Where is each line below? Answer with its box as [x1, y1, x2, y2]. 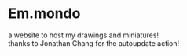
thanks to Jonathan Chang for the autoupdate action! [8, 38, 180, 47]
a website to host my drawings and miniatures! [8, 30, 159, 40]
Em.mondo [8, 5, 81, 23]
